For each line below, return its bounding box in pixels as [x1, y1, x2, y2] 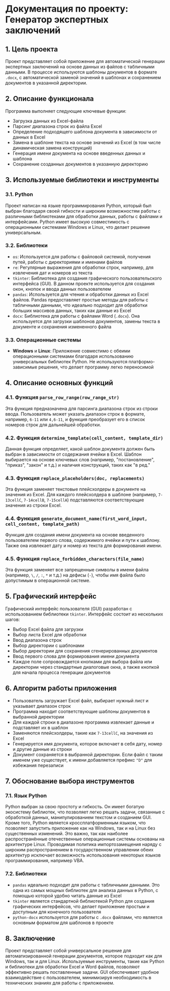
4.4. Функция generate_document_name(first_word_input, [5, 515, 148, 522]
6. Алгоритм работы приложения [5, 684, 117, 693]
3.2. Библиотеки [5, 242, 48, 249]
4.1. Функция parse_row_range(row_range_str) [5, 394, 120, 401]
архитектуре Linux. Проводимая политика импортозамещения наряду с [5, 841, 162, 847]
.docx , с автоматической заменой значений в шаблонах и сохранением [5, 75, 161, 80]
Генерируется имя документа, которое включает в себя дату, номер [12, 740, 162, 746]
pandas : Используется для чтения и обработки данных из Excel [12, 291, 149, 297]
